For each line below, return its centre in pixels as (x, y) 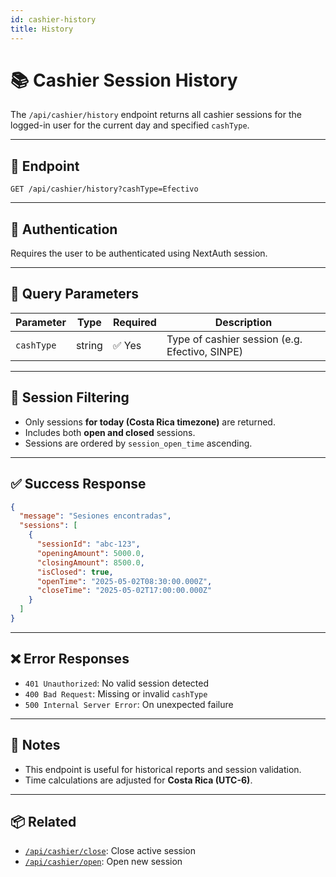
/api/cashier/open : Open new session (103, 862)
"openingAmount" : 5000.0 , (90, 553)
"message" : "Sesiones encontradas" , (95, 516)
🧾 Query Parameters (75, 294)
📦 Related (43, 821)
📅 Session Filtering (70, 397)
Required (134, 322)
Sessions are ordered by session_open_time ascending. (138, 443)
